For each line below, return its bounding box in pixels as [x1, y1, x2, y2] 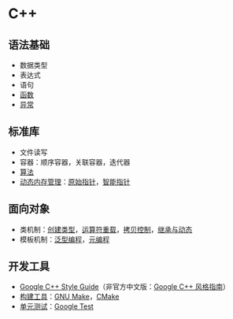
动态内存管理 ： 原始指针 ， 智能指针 [19, 176, 131, 186]
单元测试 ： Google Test [19, 302, 94, 311]
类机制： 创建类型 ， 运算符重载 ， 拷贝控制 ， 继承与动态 [19, 224, 193, 234]
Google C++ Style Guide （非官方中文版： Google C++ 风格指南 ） [19, 282, 230, 291]
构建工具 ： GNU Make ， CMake [19, 292, 120, 302]
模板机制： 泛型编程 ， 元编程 [19, 234, 110, 244]
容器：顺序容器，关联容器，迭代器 [19, 157, 131, 166]
